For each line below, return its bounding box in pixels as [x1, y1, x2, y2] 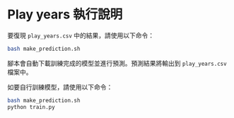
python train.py [7, 103, 55, 110]
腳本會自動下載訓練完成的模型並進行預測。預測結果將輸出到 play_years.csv [7, 59, 228, 67]
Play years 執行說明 [7, 6, 123, 23]
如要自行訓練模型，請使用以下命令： [7, 83, 113, 91]
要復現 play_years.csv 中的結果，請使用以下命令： [7, 31, 155, 40]
